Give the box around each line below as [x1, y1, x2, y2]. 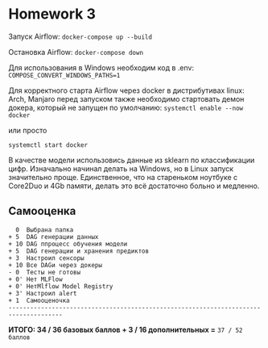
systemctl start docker [8, 140, 89, 149]
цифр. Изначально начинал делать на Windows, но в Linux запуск [8, 163, 234, 174]
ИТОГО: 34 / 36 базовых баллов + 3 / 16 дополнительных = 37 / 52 [8, 325, 243, 334]
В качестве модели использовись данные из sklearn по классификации [8, 155, 255, 165]
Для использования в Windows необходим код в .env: [8, 62, 195, 73]
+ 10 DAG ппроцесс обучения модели [8, 240, 128, 248]
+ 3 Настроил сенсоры [8, 254, 85, 262]
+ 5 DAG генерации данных [8, 233, 99, 241]
